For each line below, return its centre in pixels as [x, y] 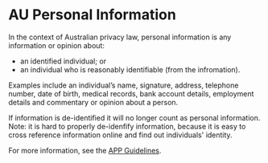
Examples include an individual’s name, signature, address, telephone [124, 85]
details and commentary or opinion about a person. [93, 102]
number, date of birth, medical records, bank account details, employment [131, 93]
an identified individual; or [63, 61]
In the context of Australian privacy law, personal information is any [120, 37]
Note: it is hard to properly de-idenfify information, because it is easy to [127, 126]
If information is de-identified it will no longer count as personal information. [134, 117]
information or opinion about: [56, 45]
